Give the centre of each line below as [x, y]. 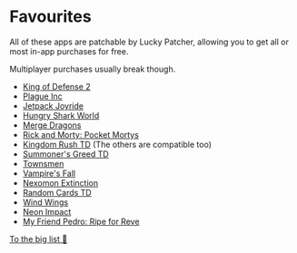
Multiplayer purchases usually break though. [93, 69]
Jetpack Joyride [53, 105]
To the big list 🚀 [39, 238]
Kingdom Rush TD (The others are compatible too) [117, 144]
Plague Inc [42, 96]
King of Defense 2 [56, 86]
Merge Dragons [52, 125]
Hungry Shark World [61, 115]
